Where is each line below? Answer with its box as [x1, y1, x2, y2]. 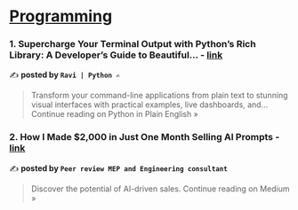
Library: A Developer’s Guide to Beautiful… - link [9, 49, 223, 61]
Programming [9, 6, 113, 27]
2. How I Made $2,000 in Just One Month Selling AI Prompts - [9, 131, 280, 144]
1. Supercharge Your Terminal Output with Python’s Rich [9, 38, 256, 51]
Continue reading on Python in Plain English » [30, 109, 198, 120]
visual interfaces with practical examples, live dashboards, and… [30, 99, 269, 110]
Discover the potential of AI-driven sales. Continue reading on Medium [30, 183, 290, 194]
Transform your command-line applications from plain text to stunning [30, 90, 288, 101]
